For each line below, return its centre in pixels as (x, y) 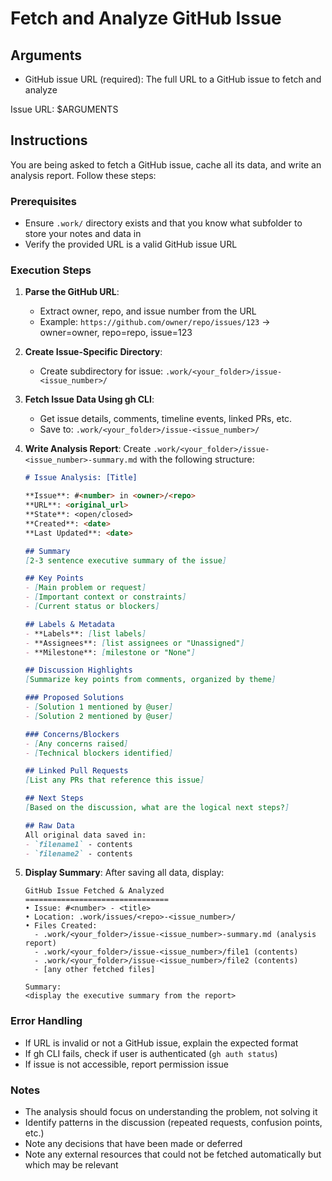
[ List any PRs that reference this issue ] (114, 780)
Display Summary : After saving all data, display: (124, 873)
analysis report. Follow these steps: (83, 175)
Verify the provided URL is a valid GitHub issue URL (131, 244)
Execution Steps (51, 270)
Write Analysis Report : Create (88, 449)
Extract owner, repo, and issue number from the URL (148, 311)
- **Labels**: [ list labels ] (85, 633)
